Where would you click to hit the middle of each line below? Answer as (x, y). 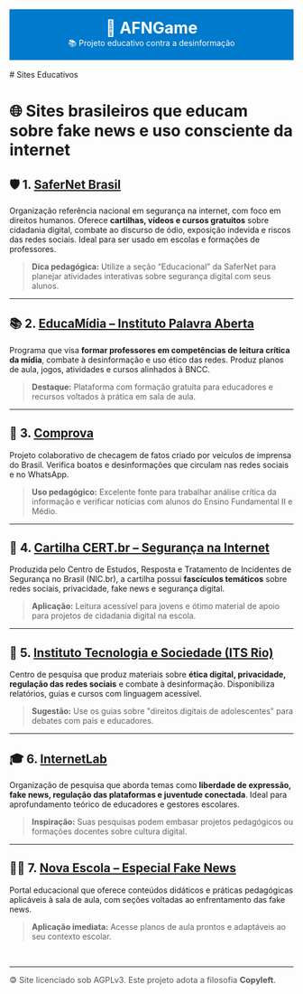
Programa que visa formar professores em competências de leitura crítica (150, 350)
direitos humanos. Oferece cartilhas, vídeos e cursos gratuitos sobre (139, 220)
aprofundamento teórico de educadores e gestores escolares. (125, 804)
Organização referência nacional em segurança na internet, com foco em (145, 211)
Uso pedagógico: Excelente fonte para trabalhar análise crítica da (154, 492)
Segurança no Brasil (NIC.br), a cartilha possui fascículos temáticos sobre (148, 579)
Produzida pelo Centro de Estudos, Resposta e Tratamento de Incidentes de (150, 569)
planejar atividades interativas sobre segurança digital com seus (151, 276)
